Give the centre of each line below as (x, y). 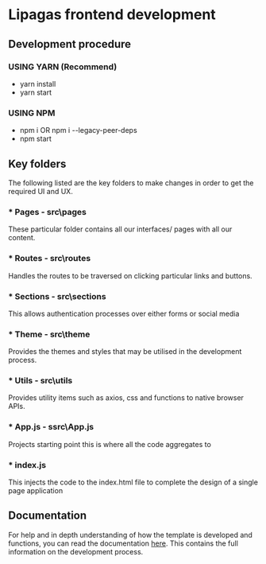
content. (22, 238)
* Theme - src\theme (49, 334)
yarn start (36, 92)
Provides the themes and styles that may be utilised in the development (125, 352)
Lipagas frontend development (112, 15)
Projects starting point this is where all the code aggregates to (110, 444)
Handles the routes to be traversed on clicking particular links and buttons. (130, 275)
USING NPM (32, 113)
